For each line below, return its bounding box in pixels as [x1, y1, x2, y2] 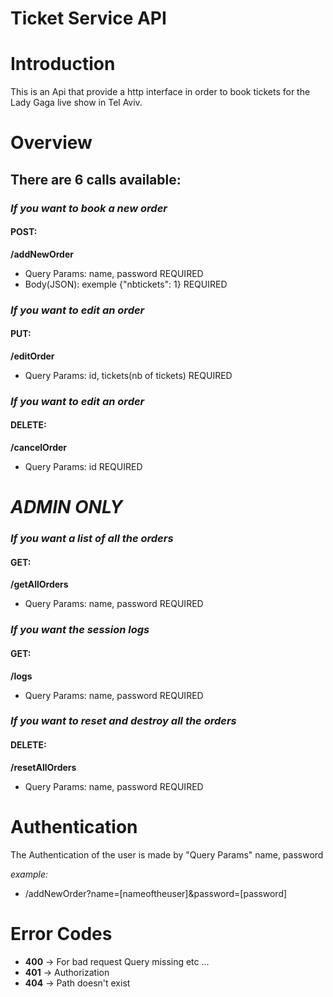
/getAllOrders [10, 578, 69, 591]
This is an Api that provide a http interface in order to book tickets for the [10, 86, 311, 98]
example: [10, 868, 48, 880]
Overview [10, 132, 93, 154]
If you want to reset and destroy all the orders [10, 714, 237, 728]
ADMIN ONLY [10, 496, 123, 519]
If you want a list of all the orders [10, 532, 174, 546]
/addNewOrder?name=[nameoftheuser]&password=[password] [24, 887, 288, 899]
